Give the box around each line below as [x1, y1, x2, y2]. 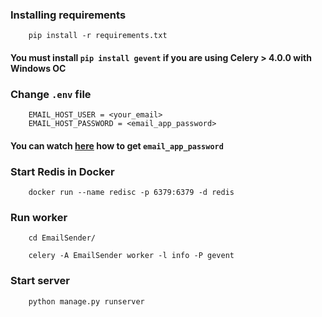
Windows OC [10, 62, 67, 74]
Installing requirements [10, 8, 127, 22]
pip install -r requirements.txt [28, 31, 168, 41]
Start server [10, 274, 70, 288]
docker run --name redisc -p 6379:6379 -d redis [28, 188, 235, 198]
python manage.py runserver [28, 296, 145, 307]
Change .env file [10, 87, 92, 101]
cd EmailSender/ [28, 233, 97, 243]
